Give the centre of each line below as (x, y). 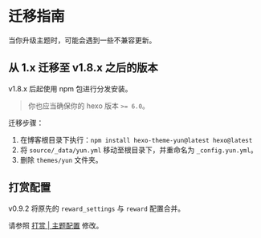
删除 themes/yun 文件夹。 (61, 159)
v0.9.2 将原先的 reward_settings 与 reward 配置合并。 (97, 208)
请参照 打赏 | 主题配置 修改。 (56, 225)
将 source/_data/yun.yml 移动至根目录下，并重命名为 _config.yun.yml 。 (139, 150)
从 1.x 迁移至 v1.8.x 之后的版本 (83, 68)
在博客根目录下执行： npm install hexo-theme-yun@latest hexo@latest (136, 139)
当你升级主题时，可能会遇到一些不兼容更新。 (82, 40)
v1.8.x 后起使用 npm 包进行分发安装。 (70, 88)
